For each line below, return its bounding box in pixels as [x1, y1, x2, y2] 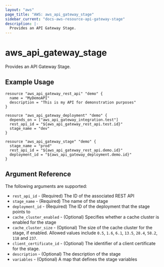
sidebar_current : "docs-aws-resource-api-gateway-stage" [5, 16, 125, 21]
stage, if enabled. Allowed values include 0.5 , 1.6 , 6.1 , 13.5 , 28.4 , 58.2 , [12, 230, 158, 236]
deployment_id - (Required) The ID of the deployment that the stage [12, 203, 150, 209]
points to [12, 208, 31, 214]
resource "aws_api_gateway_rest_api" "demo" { [5, 91, 103, 96]
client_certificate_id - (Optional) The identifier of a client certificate [12, 240, 156, 246]
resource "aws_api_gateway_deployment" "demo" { [5, 113, 108, 118]
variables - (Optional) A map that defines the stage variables [12, 256, 137, 262]
